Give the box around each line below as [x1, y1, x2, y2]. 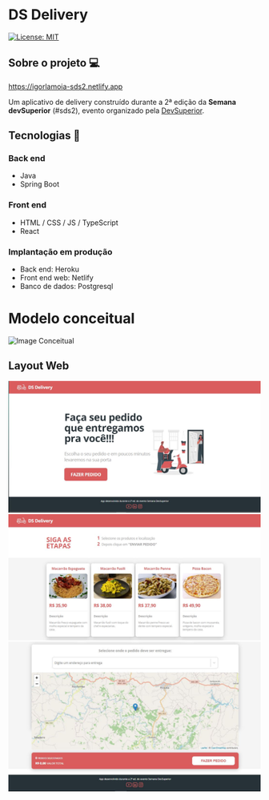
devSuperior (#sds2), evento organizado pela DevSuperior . [8, 106, 205, 115]
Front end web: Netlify [19, 273, 94, 283]
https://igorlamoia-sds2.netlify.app [8, 82, 123, 91]
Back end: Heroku [19, 264, 80, 274]
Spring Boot [19, 179, 60, 189]
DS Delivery [8, 6, 88, 24]
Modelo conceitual [8, 310, 135, 328]
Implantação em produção [8, 246, 113, 257]
